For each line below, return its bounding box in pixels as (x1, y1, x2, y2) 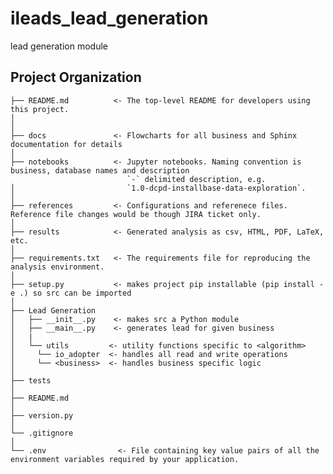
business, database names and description (10, 165, 190, 176)
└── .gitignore (10, 428, 74, 438)
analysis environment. (10, 262, 105, 272)
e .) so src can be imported (10, 288, 132, 298)
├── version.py (10, 410, 74, 421)
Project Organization (10, 69, 142, 86)
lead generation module (10, 40, 109, 52)
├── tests (10, 375, 52, 386)
